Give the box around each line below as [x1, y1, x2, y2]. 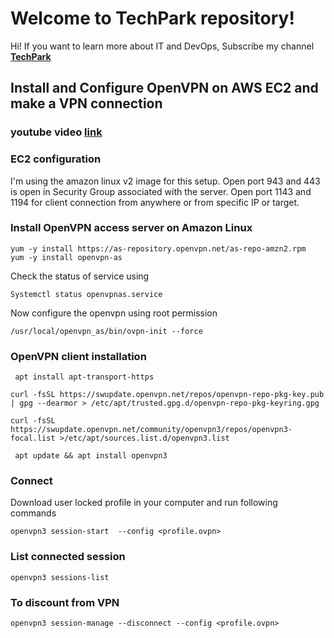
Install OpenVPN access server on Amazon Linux [10, 221, 253, 235]
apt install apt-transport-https [14, 372, 155, 382]
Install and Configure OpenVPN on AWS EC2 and [10, 80, 319, 97]
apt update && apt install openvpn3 [14, 451, 168, 461]
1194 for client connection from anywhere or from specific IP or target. [10, 196, 300, 208]
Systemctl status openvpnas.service [10, 289, 163, 299]
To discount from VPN [10, 595, 120, 609]
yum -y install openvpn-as [10, 252, 123, 262]
